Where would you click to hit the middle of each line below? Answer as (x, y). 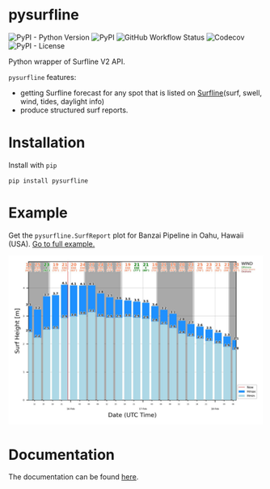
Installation (47, 143)
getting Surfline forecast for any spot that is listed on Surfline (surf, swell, (141, 93)
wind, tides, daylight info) (62, 101)
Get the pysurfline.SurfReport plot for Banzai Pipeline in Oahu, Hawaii (126, 235)
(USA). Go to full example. (52, 243)
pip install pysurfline (49, 181)
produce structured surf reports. (74, 110)
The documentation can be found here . (74, 477)
